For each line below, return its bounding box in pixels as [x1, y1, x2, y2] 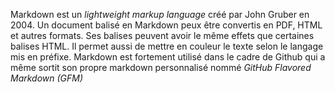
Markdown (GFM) [10, 72, 84, 84]
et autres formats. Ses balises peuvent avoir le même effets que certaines [10, 30, 315, 41]
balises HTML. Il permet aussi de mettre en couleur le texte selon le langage [10, 40, 324, 52]
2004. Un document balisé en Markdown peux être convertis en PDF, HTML [10, 19, 323, 31]
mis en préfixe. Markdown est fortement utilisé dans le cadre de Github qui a [10, 51, 326, 63]
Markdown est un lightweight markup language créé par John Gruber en [10, 9, 310, 20]
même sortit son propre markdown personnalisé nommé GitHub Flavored [10, 62, 312, 73]
